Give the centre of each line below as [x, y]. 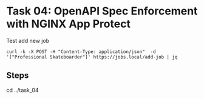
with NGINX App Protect [68, 24]
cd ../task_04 [22, 90]
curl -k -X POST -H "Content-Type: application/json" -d [81, 52]
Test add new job [28, 40]
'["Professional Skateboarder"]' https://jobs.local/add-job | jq [92, 57]
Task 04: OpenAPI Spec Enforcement [102, 11]
